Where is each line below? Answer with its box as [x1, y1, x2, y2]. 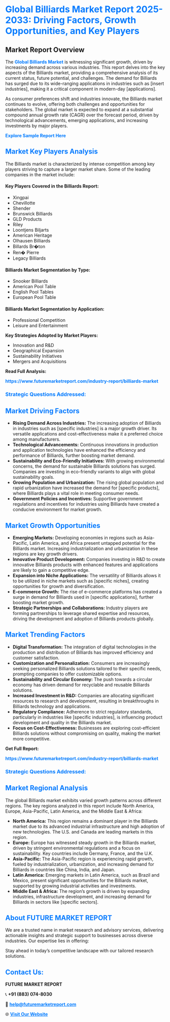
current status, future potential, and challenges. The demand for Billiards [5, 75, 157, 81]
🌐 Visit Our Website [5, 1011, 48, 1017]
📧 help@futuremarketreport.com [5, 1001, 77, 1007]
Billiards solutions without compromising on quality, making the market [12, 730, 161, 736]
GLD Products [12, 216, 42, 222]
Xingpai [12, 195, 29, 201]
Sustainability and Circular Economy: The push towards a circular [12, 676, 153, 682]
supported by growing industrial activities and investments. [12, 883, 137, 889]
